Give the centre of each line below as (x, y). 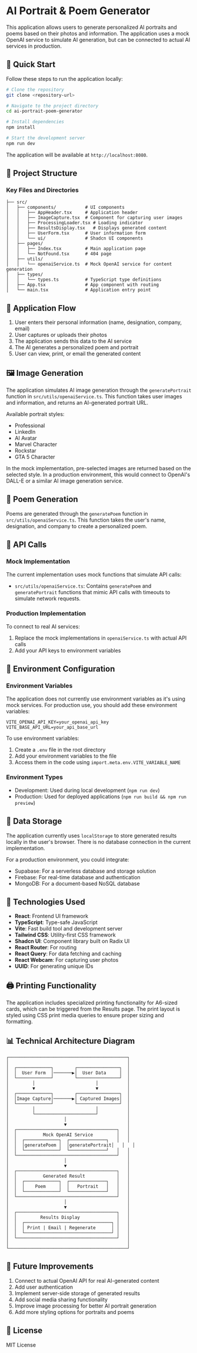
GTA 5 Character (35, 457)
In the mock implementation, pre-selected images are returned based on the (98, 469)
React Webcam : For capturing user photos (66, 960)
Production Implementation (46, 614)
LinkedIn (25, 432)
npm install (21, 127)
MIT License (21, 1345)
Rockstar (25, 451)
